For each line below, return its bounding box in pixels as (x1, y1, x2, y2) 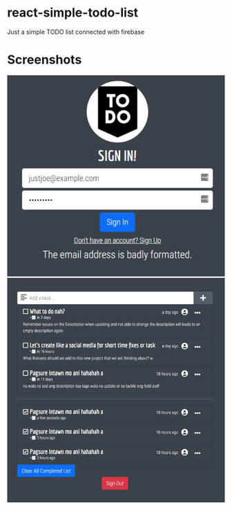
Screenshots (7, 52, 82, 68)
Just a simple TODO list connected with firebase (7, 28, 145, 36)
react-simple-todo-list (7, 5, 139, 21)
